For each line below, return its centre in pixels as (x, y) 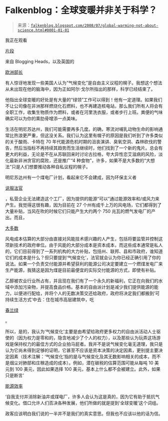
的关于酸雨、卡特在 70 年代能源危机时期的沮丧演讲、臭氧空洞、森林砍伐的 (81, 141)
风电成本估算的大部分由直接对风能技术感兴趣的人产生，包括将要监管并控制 (82, 239)
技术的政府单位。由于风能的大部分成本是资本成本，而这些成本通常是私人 (88, 245)
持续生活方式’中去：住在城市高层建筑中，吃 (49, 299)
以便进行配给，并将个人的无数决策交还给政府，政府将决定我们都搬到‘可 (87, 293)
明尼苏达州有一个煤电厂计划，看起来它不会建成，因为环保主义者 (71, 177)
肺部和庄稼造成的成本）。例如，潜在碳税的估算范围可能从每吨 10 (88, 363)
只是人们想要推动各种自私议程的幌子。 (51, 166)
